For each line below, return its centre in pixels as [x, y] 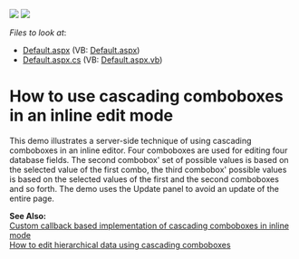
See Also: [28, 216]
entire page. [32, 198]
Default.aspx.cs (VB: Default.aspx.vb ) [92, 60]
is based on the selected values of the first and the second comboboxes [144, 179]
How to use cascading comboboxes [146, 96]
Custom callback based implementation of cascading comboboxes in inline [149, 225]
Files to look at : [38, 33]
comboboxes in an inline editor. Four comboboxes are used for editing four [149, 150]
